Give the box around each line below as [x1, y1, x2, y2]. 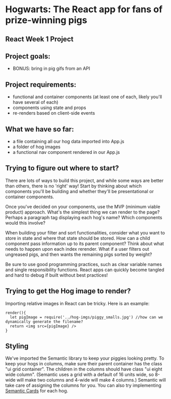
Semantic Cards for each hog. [5, 388, 68, 394]
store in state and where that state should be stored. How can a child [5, 235, 151, 241]
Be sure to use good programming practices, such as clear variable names [5, 261, 162, 267]
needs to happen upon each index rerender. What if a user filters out [5, 246, 150, 252]
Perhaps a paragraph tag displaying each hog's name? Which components [5, 214, 162, 220]
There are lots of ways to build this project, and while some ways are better [5, 177, 164, 183]
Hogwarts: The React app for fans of [5, 4, 163, 15]
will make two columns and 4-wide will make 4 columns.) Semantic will [16, 377, 166, 383]
